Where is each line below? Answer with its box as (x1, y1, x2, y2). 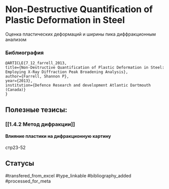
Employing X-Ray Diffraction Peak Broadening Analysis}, (5, 69, 128, 74)
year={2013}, (5, 79, 33, 84)
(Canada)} (5, 87, 26, 92)
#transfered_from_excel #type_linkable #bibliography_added (5, 172, 131, 178)
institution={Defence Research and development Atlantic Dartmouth (5, 83, 151, 88)
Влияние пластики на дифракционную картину (5, 133, 111, 139)
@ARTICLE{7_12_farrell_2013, (5, 61, 67, 66)
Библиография (5, 49, 44, 56)
